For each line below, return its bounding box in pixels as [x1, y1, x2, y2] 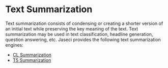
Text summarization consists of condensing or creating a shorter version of [5, 20, 163, 26]
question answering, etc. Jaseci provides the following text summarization [5, 37, 161, 43]
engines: [5, 42, 24, 48]
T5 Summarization [12, 57, 51, 63]
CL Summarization [12, 52, 52, 58]
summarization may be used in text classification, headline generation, [5, 31, 153, 37]
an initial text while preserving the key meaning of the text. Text [5, 25, 138, 31]
